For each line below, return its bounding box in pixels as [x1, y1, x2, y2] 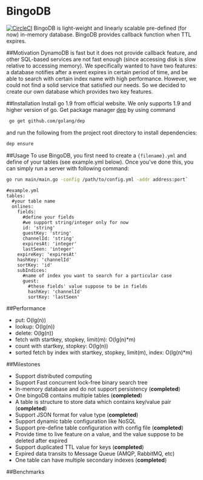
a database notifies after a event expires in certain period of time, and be [6, 68, 188, 75]
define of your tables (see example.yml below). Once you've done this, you [6, 158, 194, 165]
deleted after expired [15, 437, 68, 444]
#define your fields [22, 214, 75, 220]
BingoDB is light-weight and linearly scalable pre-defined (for [33, 24, 187, 32]
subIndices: [17, 267, 47, 273]
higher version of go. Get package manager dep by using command [6, 106, 176, 113]
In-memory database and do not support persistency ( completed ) [15, 385, 181, 392]
